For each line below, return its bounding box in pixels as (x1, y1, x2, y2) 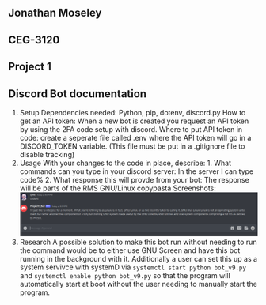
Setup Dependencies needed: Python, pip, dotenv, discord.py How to (19, 107, 246, 117)
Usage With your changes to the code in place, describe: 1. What (19, 158, 232, 168)
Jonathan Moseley (8, 6, 102, 20)
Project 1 (8, 60, 51, 73)
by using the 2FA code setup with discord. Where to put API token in (19, 124, 243, 134)
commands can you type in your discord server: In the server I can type (19, 166, 254, 176)
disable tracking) (19, 149, 75, 159)
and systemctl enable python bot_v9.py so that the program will (19, 270, 231, 280)
